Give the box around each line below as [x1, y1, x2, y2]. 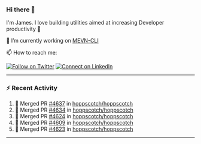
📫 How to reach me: [6, 49, 57, 56]
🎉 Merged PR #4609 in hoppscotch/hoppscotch [14, 119, 133, 126]
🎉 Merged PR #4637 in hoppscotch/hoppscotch [14, 100, 133, 107]
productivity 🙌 [6, 25, 41, 32]
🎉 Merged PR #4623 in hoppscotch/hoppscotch [14, 125, 133, 133]
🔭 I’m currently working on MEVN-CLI [6, 37, 99, 44]
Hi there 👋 [6, 5, 36, 14]
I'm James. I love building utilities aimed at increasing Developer [6, 19, 165, 26]
